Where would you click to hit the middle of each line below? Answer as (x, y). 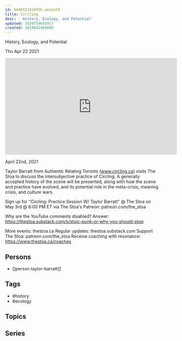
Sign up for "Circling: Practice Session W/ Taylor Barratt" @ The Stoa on (78, 202)
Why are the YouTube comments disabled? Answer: (57, 216)
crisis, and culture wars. (29, 192)
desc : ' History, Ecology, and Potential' (49, 19)
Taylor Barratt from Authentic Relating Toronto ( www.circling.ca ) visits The (80, 171)
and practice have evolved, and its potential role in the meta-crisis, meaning (82, 187)
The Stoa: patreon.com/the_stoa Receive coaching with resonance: (73, 236)
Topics (16, 317)
